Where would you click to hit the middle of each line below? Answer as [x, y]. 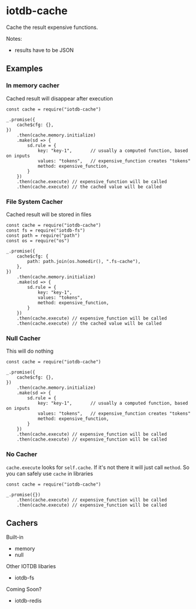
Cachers [22, 523]
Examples [24, 69]
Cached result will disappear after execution [59, 98]
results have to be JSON [44, 50]
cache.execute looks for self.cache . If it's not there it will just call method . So [98, 467]
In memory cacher [33, 86]
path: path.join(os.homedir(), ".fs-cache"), [84, 261]
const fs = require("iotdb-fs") [46, 230]
